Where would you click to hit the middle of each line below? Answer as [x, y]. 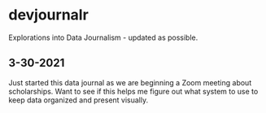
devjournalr [49, 15]
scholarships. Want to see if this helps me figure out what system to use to [133, 91]
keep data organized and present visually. [78, 100]
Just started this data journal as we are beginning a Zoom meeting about [130, 82]
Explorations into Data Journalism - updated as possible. [103, 37]
